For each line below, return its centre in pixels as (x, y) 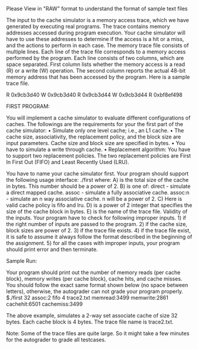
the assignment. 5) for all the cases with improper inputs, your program (93, 243)
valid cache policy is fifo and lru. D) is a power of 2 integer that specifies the (99, 205)
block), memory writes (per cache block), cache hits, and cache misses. (94, 279)
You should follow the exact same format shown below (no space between (97, 285)
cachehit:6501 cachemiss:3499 (44, 304)
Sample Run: (22, 261)
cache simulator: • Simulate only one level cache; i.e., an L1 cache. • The (95, 131)
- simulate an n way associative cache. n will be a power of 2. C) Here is (94, 199)
